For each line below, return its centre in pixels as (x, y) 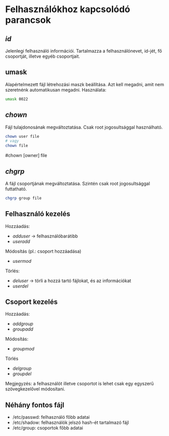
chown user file (22, 136)
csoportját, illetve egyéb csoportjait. (43, 56)
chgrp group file (23, 198)
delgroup (22, 369)
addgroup (23, 324)
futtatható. (16, 189)
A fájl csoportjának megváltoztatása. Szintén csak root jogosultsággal (78, 183)
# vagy (12, 141)
